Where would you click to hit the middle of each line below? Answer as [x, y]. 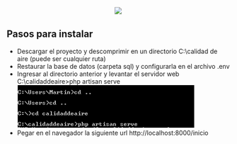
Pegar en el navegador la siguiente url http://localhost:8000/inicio [112, 133]
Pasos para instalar [50, 34]
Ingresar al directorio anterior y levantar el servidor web [98, 74]
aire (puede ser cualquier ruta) [62, 59]
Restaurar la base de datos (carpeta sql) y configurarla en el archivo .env [123, 66]
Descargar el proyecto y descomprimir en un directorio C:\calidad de [117, 51]
